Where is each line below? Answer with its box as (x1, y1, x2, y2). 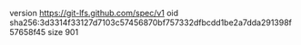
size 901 (47, 27, 79, 37)
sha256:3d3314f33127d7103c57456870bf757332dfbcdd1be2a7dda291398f (9, 17, 293, 28)
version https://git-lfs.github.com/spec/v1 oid (9, 8, 179, 18)
